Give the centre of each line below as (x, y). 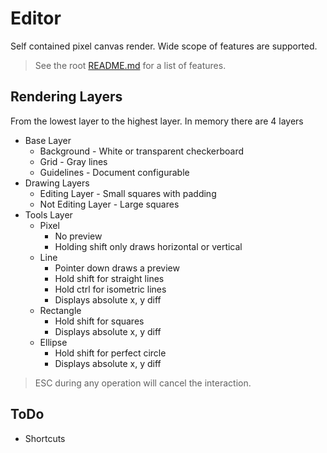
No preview (78, 236)
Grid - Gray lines (73, 161)
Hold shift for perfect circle (110, 353)
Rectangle (60, 310)
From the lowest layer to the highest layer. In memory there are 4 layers (157, 121)
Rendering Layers (66, 97)
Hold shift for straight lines (109, 278)
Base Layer (48, 140)
